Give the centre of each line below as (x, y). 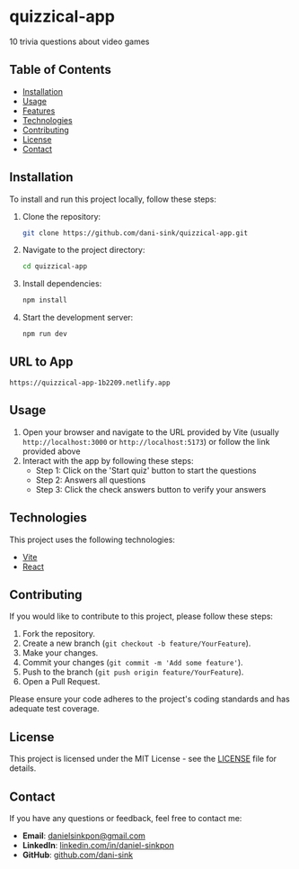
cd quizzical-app (55, 267)
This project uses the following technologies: (92, 539)
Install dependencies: (62, 284)
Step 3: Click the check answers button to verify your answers (151, 489)
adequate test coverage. (55, 709)
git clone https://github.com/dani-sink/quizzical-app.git (135, 233)
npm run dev (44, 334)
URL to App (41, 362)
